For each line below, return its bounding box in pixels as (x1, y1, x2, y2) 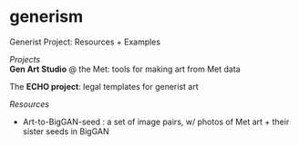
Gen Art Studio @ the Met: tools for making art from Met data (9, 63, 241, 74)
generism (9, 6, 84, 27)
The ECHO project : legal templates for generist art (9, 81, 199, 92)
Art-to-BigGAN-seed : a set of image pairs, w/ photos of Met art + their (22, 116, 290, 127)
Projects (9, 54, 41, 64)
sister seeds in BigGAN (22, 125, 109, 137)
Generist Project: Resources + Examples (9, 36, 161, 47)
